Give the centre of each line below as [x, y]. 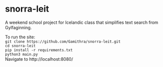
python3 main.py [21, 54]
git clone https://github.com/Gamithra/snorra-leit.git [63, 42]
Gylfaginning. [18, 27]
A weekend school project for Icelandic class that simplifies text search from [82, 22]
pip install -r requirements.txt [39, 50]
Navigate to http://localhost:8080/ [39, 59]
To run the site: [20, 37]
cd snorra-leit [20, 46]
